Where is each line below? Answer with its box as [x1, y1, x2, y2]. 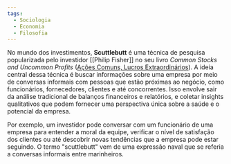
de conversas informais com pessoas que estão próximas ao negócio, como [7, 78, 225, 86]
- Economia [13, 23, 45, 30]
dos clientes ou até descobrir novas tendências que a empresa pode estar [7, 136, 219, 144]
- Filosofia [13, 29, 48, 37]
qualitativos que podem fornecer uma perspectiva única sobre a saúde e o [7, 100, 220, 108]
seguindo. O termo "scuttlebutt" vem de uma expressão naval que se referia [7, 143, 225, 151]
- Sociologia [13, 17, 51, 24]
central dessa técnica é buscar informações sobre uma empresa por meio [7, 71, 218, 79]
